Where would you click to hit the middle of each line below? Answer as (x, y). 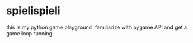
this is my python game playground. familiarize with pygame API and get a (97, 27)
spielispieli (33, 11)
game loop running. (30, 33)
